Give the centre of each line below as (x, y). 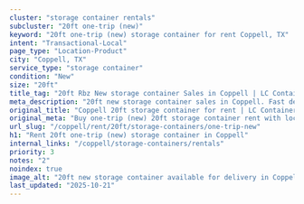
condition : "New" (42, 77)
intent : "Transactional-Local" (68, 43)
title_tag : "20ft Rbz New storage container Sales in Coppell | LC (139, 93)
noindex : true (36, 169)
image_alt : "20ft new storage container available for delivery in (139, 177)
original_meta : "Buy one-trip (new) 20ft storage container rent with (145, 118)
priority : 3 (32, 152)
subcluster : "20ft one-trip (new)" (76, 26)
